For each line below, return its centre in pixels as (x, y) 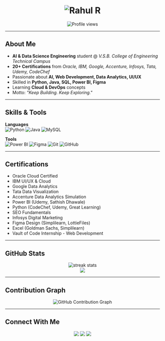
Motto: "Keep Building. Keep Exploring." (52, 92)
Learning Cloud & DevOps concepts (49, 87)
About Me (20, 44)
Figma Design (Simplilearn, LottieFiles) (51, 223)
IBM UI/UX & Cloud (31, 181)
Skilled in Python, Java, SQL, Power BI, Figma (59, 82)
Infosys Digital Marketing (37, 218)
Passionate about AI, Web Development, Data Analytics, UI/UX (77, 77)
